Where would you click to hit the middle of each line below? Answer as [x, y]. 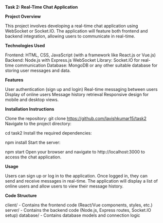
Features [14, 80]
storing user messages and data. [38, 70]
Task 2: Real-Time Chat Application [42, 7]
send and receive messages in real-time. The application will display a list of [81, 181]
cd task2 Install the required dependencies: [49, 133]
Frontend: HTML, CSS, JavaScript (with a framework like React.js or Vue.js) [81, 55]
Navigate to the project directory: [38, 124]
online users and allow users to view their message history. [64, 186]
